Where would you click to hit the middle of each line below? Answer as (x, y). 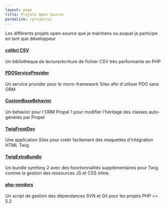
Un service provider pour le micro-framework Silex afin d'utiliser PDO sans (82, 84)
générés (14, 117)
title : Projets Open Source (34, 15)
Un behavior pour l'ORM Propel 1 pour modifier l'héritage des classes (76, 112)
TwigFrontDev (20, 129)
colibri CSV (17, 50)
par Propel (34, 117)
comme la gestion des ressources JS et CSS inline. (57, 173)
